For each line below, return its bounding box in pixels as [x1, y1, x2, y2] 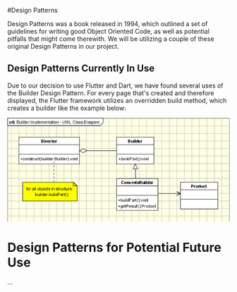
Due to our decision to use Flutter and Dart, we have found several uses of [7, 81, 224, 90]
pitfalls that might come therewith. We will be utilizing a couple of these [7, 35, 214, 43]
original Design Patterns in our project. [7, 42, 120, 50]
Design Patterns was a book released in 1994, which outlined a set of [7, 20, 208, 28]
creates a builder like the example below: [7, 104, 127, 112]
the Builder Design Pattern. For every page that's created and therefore [7, 88, 214, 97]
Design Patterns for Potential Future [7, 240, 222, 256]
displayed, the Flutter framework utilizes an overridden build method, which [7, 96, 227, 104]
